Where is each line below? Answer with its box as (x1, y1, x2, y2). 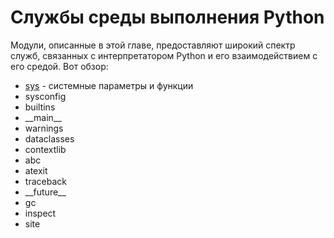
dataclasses (24, 132, 75, 145)
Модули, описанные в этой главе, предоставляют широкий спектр (10, 39, 296, 51)
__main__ (24, 111, 62, 123)
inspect (24, 207, 57, 219)
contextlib (24, 143, 67, 155)
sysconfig (24, 90, 67, 102)
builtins (24, 101, 56, 113)
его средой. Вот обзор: (10, 60, 109, 72)
